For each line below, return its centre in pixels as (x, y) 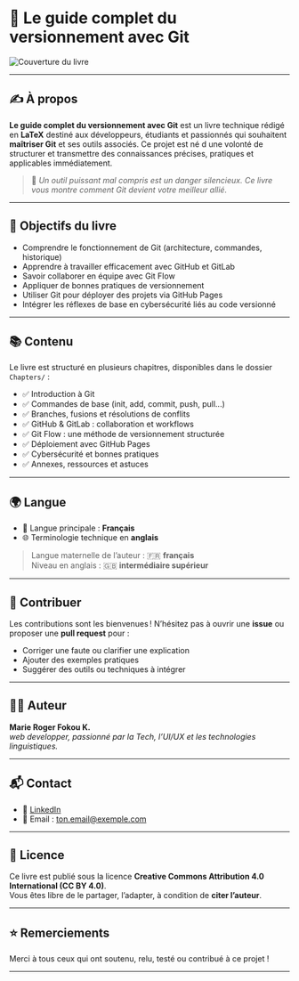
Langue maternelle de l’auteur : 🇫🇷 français (113, 555)
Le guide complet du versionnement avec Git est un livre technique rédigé (147, 125)
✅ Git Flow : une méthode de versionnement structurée (123, 434)
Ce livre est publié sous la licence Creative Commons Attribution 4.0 (137, 877)
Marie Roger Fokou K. (50, 727)
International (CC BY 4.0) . (58, 886)
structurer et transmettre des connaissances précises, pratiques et (132, 153)
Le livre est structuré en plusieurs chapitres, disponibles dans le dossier (141, 368)
